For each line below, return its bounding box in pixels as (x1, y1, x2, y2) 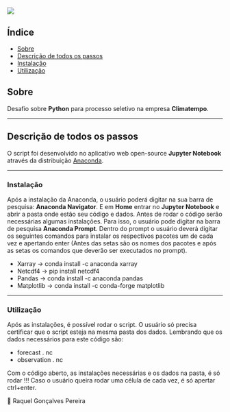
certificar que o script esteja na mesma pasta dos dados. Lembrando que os (7, 328, 222, 336)
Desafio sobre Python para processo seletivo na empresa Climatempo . (7, 104, 209, 112)
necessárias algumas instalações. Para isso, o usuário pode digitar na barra (7, 217, 220, 226)
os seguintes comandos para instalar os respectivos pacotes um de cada (7, 232, 214, 240)
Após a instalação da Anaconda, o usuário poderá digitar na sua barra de (7, 195, 214, 204)
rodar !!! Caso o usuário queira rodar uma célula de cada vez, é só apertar (7, 376, 216, 385)
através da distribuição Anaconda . (7, 156, 104, 165)
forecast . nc (16, 348, 53, 356)
